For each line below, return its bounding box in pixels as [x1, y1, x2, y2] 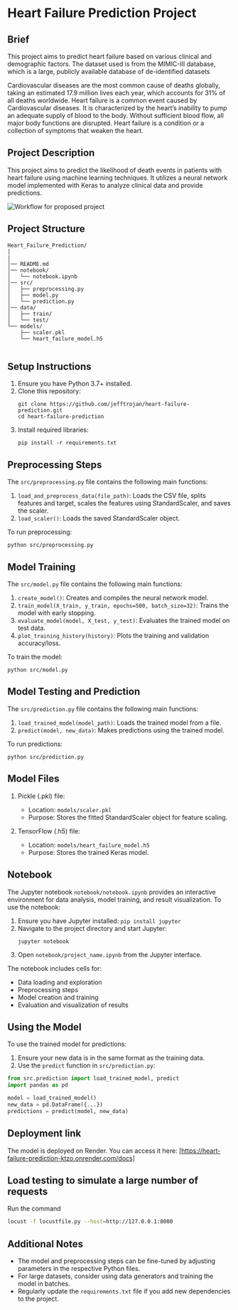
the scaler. [17, 506, 49, 515]
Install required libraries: [17, 425, 89, 435]
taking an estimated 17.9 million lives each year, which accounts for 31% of [7, 89, 226, 97]
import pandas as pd [7, 1082, 69, 1089]
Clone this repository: [17, 387, 81, 395]
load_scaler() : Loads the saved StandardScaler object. [17, 514, 180, 523]
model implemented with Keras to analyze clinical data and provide [7, 181, 204, 189]
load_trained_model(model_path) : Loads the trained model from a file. [17, 718, 222, 727]
